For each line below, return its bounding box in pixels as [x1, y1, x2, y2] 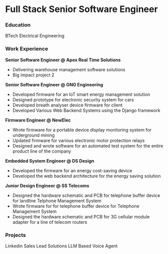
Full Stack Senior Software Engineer [5, 4, 158, 15]
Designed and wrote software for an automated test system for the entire [12, 143, 163, 149]
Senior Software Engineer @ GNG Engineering [5, 81, 103, 87]
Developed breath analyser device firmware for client [12, 102, 123, 108]
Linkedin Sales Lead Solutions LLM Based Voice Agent [5, 243, 118, 249]
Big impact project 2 [12, 72, 55, 78]
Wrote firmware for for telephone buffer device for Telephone [12, 203, 139, 209]
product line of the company [12, 148, 71, 154]
